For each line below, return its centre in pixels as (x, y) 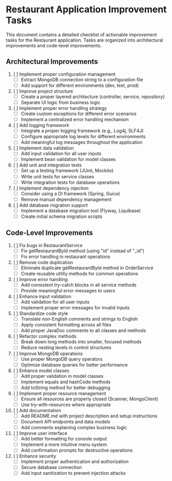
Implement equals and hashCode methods (66, 382)
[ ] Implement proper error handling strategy (60, 108)
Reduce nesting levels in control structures (66, 347)
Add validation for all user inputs (55, 302)
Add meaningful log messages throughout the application (82, 142)
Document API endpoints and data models (65, 422)
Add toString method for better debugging (66, 387)
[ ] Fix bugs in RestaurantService (48, 245)
